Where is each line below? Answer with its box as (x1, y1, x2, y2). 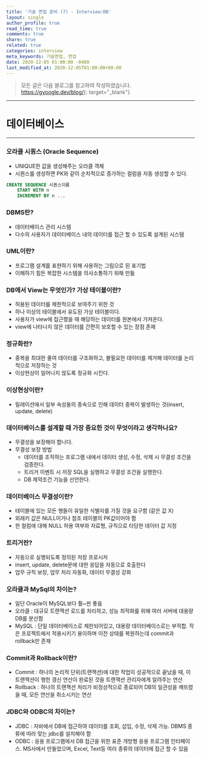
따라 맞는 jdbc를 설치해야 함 (26, 730, 92, 737)
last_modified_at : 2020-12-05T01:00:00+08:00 (6, 64, 121, 71)
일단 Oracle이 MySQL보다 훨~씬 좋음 (14, 599, 103, 607)
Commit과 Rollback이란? (6, 653, 78, 662)
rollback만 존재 (14, 637, 51, 644)
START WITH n (17, 187, 50, 193)
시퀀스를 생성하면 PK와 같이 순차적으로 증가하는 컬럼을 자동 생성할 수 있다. (14, 169, 188, 177)
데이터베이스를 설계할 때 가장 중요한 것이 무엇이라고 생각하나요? (6, 423, 178, 432)
